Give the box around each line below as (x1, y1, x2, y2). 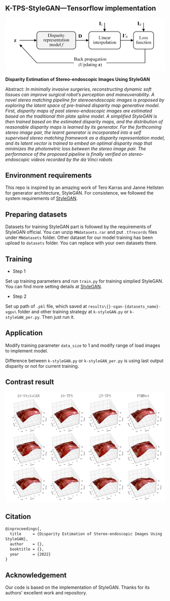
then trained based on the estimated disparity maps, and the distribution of (5, 118, 163, 124)
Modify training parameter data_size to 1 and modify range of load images (5, 342, 161, 348)
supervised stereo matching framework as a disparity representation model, (5, 134, 165, 141)
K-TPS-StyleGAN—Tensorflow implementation (5, 4, 156, 13)
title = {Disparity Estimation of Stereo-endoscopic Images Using (10, 532, 162, 537)
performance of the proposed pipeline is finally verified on (5, 151, 128, 157)
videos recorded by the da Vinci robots (31, 156, 113, 162)
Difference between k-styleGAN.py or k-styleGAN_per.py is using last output (5, 358, 164, 364)
